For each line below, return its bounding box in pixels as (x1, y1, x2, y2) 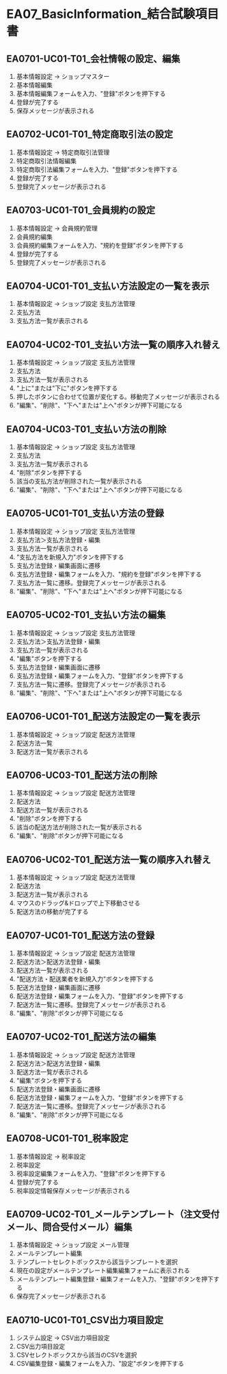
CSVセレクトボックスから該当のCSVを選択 (16, 1351, 137, 1359)
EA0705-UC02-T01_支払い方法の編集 (6, 609, 166, 621)
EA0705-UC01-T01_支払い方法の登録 (6, 508, 165, 519)
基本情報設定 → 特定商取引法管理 (16, 148, 110, 156)
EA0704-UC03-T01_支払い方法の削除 (6, 423, 167, 435)
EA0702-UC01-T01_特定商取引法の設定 (6, 128, 174, 141)
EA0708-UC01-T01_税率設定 (6, 1133, 129, 1144)
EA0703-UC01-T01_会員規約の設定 (6, 204, 155, 216)
